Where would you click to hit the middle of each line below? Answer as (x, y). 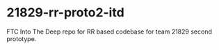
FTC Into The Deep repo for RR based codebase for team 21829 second (109, 32)
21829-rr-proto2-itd (65, 13)
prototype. (22, 38)
